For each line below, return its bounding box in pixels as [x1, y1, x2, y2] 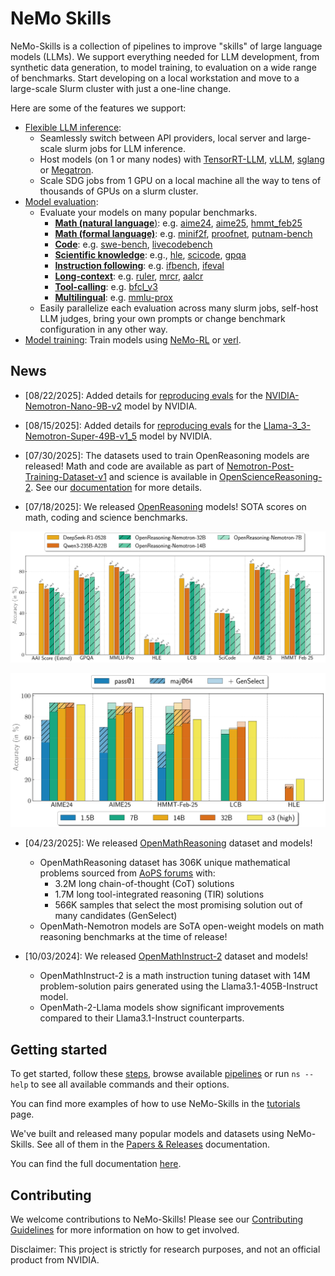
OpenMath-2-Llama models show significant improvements [39, 1002, 285, 1014]
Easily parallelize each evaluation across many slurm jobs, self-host [39, 302, 319, 314]
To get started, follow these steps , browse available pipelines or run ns [10, 1068, 301, 1080]
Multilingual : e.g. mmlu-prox [54, 291, 174, 303]
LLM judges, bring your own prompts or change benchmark [39, 312, 286, 324]
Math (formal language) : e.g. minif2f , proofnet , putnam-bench [54, 227, 313, 239]
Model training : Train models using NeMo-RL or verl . [24, 333, 242, 346]
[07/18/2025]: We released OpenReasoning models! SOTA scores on [24, 500, 307, 512]
